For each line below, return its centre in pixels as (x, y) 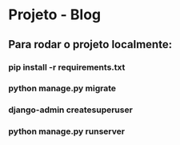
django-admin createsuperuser (71, 110)
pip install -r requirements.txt (67, 67)
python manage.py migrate (62, 88)
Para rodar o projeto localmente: (90, 44)
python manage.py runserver (67, 131)
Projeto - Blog (55, 15)
